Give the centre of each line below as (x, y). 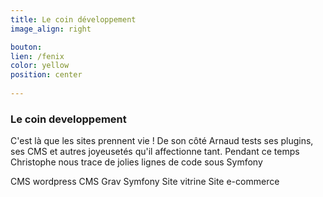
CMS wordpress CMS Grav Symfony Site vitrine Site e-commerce (145, 182)
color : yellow (40, 66)
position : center (46, 75)
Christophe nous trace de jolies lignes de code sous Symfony (136, 162)
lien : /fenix (37, 56)
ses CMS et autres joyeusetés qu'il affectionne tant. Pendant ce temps (155, 152)
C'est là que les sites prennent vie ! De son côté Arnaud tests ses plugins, (162, 141)
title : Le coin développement (73, 19)
